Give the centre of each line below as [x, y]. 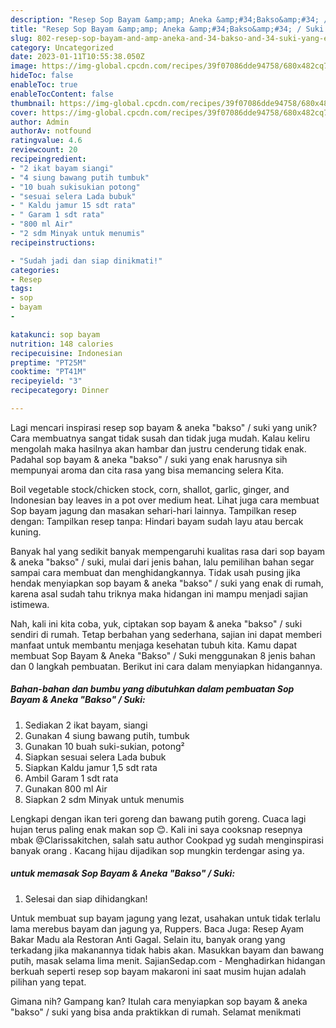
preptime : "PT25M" [48, 362]
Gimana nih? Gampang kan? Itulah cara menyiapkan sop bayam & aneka [159, 1001]
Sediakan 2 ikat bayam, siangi [86, 725]
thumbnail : [33, 103]
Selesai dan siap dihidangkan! [86, 898]
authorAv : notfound [51, 131]
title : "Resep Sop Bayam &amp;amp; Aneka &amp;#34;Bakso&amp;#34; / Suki [167, 29]
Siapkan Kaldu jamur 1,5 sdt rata [91, 767]
